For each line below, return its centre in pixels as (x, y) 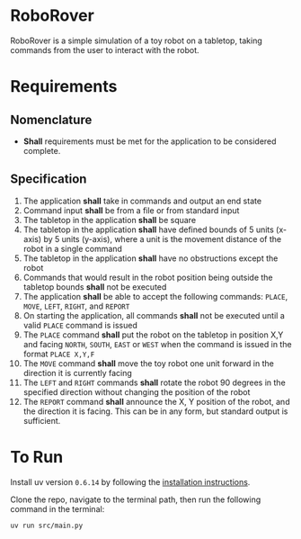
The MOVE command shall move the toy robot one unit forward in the (149, 363)
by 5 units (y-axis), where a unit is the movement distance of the (163, 238)
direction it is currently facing (78, 373)
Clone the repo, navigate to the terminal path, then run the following (136, 499)
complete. (42, 150)
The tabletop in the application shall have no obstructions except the (150, 258)
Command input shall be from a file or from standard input (131, 210)
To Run (37, 457)
